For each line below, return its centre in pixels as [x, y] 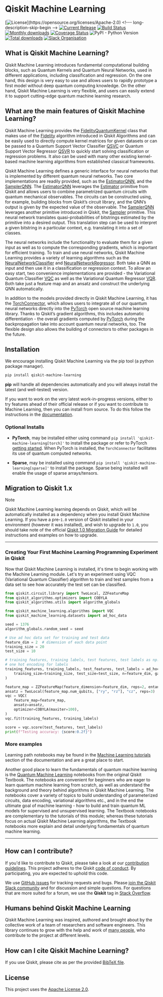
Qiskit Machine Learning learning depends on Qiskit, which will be [71, 509]
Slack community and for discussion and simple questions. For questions [78, 888]
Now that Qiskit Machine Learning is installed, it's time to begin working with [81, 569]
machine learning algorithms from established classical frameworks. [87, 161]
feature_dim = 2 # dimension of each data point [56, 642]
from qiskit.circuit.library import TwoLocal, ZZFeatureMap [67, 593]
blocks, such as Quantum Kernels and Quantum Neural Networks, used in [79, 70]
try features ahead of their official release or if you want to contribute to [77, 404]
